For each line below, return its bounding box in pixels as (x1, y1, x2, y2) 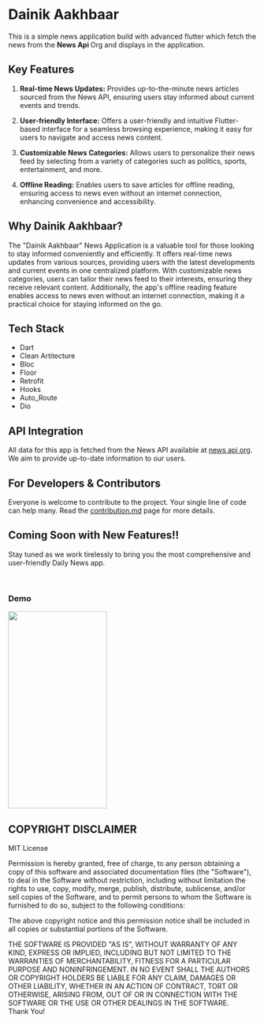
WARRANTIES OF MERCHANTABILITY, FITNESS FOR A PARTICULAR (8, 956, 231, 965)
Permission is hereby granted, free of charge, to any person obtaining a (8, 858, 240, 868)
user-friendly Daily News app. (8, 558, 106, 567)
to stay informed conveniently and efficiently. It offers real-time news (8, 248, 232, 258)
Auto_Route (19, 393, 58, 403)
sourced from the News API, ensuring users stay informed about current (19, 92, 255, 102)
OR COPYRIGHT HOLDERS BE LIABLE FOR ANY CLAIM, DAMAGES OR (8, 972, 236, 983)
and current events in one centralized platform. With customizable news (8, 266, 242, 275)
